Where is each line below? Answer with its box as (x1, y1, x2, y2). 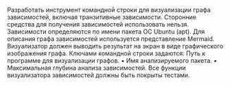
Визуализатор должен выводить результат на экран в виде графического (7, 42, 224, 50)
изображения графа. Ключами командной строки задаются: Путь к (7, 49, 206, 57)
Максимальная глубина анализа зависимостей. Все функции (7, 64, 186, 72)
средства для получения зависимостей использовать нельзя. (7, 20, 189, 28)
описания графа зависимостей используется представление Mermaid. (7, 35, 215, 43)
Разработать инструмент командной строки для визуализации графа (7, 6, 211, 14)
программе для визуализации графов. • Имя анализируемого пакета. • (7, 57, 218, 64)
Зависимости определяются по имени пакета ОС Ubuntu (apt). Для (7, 27, 205, 35)
